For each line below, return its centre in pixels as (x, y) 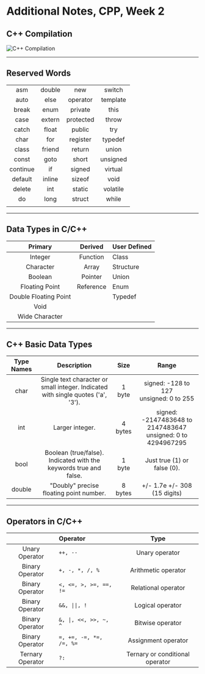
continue (22, 169)
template (113, 100)
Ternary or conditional (158, 654)
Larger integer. (74, 427)
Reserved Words (39, 74)
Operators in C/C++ (45, 521)
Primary (40, 247)
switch (113, 90)
